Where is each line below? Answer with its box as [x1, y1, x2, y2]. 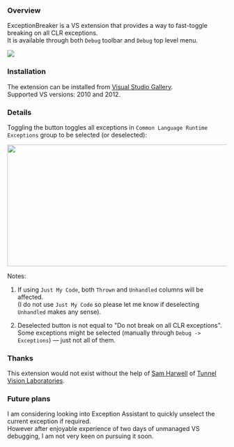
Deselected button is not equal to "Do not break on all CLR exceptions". [17, 321, 222, 329]
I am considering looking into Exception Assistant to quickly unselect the [7, 410, 215, 418]
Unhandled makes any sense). [17, 308, 102, 316]
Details [7, 107, 32, 117]
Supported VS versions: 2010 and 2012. [7, 90, 120, 98]
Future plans [7, 394, 51, 404]
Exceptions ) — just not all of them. [17, 335, 116, 344]
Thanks [7, 353, 33, 363]
